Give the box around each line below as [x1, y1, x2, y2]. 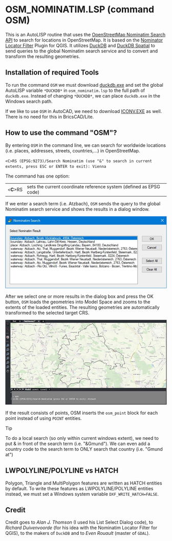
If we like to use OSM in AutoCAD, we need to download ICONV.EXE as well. [5, 108, 162, 114]
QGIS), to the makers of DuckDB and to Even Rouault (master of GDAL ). [5, 530, 150, 536]
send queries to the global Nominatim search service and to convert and [5, 48, 158, 54]
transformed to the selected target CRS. [5, 310, 90, 316]
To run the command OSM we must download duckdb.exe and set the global [5, 82, 164, 88]
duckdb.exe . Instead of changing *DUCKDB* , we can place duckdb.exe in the [5, 92, 160, 99]
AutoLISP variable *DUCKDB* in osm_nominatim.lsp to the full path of [5, 87, 145, 93]
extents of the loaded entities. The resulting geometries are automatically [5, 304, 160, 310]
